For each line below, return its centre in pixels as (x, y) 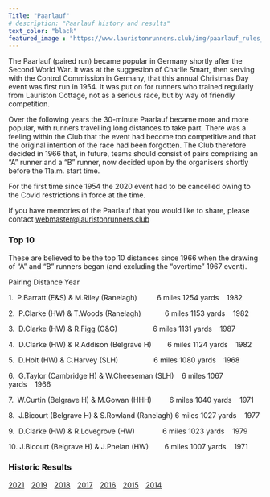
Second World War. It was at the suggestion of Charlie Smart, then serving (131, 70)
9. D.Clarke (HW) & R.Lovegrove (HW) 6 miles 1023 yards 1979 (128, 431)
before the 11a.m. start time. (54, 171)
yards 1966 (30, 384)
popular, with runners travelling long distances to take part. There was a (127, 128)
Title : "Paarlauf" (39, 16)
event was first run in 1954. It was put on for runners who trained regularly (131, 87)
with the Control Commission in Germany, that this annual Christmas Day (129, 78)
